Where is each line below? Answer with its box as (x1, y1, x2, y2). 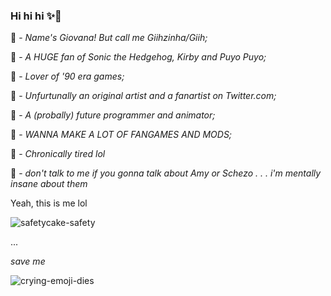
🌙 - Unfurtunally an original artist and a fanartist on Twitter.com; (10, 90, 277, 102)
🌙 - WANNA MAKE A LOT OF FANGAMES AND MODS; (10, 129, 233, 141)
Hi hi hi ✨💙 (10, 9, 62, 23)
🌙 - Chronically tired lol (10, 148, 106, 160)
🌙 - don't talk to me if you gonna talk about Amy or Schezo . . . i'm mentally (10, 167, 322, 179)
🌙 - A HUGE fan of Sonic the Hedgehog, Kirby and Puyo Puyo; (10, 51, 267, 63)
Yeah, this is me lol (10, 197, 88, 209)
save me (10, 255, 46, 268)
